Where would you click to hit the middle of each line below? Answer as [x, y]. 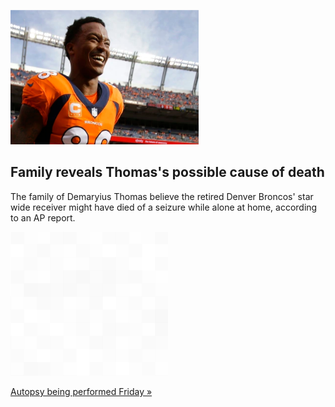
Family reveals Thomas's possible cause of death [167, 172]
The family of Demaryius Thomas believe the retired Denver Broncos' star [162, 196]
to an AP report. [43, 217]
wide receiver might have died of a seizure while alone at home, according [164, 207]
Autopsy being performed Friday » [81, 391]
